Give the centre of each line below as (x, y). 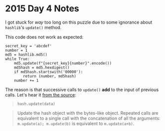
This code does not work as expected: (44, 37)
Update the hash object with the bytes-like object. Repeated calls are (88, 113)
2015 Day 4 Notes (42, 9)
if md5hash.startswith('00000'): (49, 72)
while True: (17, 59)
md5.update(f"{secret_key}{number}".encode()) (63, 63)
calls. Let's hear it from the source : (41, 95)
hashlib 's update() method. (33, 27)
